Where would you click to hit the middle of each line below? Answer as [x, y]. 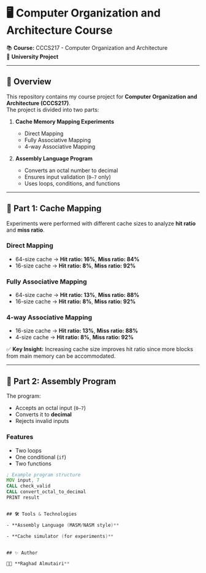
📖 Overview [29, 82]
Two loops [28, 450]
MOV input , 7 [23, 480]
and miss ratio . [25, 230]
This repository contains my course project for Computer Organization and [102, 97]
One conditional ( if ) [40, 457]
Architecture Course [60, 30]
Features [20, 437]
